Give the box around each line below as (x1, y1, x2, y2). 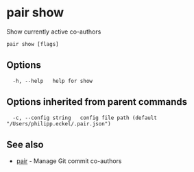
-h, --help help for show (12, 77, 93, 84)
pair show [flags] (6, 40, 59, 47)
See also (6, 138, 44, 150)
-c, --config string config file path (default (12, 114, 157, 121)
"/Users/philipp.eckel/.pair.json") (6, 120, 111, 127)
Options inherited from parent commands (6, 96, 188, 108)
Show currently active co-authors (6, 27, 101, 36)
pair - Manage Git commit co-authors (16, 157, 122, 165)
